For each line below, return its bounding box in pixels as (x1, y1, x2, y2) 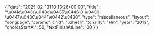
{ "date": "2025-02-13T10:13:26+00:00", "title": (5, 4, 100, 10)
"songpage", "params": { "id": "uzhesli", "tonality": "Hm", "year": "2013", (5, 19, 150, 25)
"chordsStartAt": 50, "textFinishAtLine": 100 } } (5, 24, 99, 30)
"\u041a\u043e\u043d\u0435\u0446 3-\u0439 (5, 9, 100, 15)
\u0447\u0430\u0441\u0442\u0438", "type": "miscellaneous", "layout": (5, 14, 150, 20)
